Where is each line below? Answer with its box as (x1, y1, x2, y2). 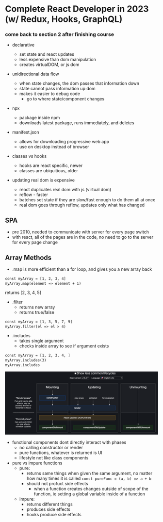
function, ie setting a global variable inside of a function (33, 491, 146, 497)
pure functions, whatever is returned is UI (19, 450, 103, 456)
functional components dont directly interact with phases (12, 439, 127, 445)
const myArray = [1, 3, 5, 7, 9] (5, 319, 73, 325)
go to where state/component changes (26, 96, 105, 102)
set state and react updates (19, 51, 74, 57)
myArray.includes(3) (5, 358, 47, 363)
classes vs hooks (12, 153, 47, 159)
